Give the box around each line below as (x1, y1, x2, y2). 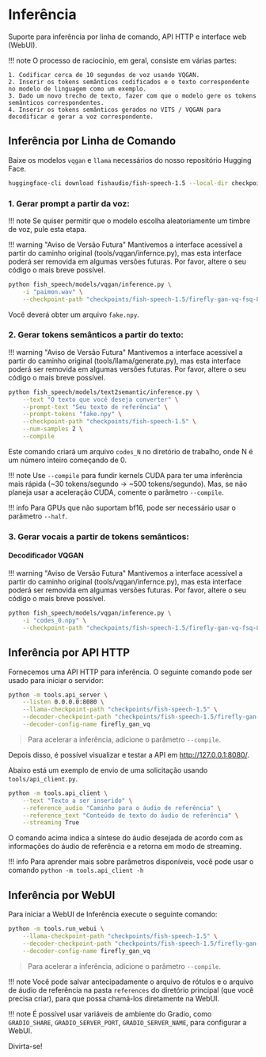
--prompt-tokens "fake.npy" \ (22, 411, 123, 419)
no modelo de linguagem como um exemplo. (8, 85, 147, 93)
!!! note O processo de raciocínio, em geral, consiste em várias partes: (8, 56, 237, 65)
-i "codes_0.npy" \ (22, 616, 87, 624)
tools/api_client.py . (8, 773, 78, 783)
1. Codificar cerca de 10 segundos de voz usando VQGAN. (8, 71, 200, 79)
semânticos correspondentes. (8, 98, 104, 106)
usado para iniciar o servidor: (8, 675, 104, 685)
